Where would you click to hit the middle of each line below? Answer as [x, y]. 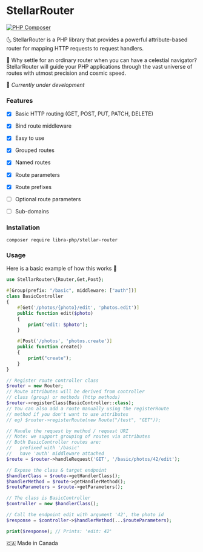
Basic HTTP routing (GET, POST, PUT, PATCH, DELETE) [84, 114]
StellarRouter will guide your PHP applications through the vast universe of [99, 66]
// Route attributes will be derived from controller [76, 392]
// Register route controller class [52, 381]
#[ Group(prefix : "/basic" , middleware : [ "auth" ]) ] [72, 291]
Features [20, 100]
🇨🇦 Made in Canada [32, 543]
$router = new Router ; [35, 386]
